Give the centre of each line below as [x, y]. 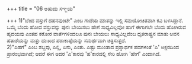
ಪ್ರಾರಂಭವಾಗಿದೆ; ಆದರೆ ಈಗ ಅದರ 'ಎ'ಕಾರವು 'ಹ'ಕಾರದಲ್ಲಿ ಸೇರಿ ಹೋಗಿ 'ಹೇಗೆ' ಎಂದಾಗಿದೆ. [84, 54]
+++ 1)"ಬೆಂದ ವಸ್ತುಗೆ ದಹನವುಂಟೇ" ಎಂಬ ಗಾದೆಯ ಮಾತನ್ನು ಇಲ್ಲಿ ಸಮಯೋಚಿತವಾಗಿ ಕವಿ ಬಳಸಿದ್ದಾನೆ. [95, 20]
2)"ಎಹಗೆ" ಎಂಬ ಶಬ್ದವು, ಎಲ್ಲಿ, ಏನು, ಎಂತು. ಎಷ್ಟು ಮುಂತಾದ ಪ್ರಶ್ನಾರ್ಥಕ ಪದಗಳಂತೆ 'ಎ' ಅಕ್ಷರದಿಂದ [93, 47]
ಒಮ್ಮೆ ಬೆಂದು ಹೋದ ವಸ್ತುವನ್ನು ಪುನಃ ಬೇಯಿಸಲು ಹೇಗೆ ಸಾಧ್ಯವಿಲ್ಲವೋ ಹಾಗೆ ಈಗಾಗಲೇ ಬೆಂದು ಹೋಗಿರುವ [96, 27]
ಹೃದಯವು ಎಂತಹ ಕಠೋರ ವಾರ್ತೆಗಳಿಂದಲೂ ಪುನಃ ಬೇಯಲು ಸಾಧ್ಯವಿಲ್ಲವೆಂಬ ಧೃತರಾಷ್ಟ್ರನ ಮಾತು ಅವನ [93, 34]
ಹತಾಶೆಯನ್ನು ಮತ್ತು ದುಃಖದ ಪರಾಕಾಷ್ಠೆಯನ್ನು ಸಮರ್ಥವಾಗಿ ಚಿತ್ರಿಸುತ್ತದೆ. [67, 40]
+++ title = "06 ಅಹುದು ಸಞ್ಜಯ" [41, 9]
